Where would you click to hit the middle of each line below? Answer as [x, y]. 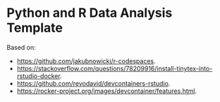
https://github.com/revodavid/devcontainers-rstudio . [93, 83]
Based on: [21, 47]
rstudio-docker [38, 76]
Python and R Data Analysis [90, 13]
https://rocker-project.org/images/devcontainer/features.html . [107, 91]
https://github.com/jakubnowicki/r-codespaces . [86, 60]
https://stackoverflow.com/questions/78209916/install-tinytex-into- [115, 68]
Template [35, 28]
